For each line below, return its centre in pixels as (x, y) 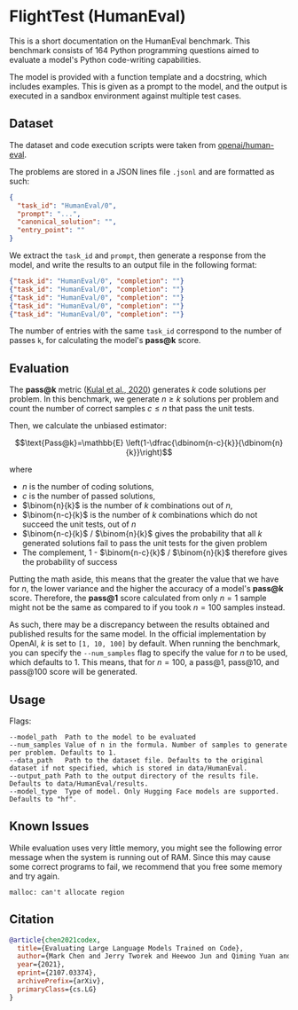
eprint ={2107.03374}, (57, 973)
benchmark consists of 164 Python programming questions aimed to (134, 50)
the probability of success (70, 562)
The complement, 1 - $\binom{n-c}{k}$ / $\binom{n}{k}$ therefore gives (155, 552)
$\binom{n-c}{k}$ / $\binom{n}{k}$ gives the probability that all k (142, 534)
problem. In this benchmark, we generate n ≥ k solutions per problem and (144, 399)
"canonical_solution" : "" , (67, 222)
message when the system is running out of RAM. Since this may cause (140, 857)
